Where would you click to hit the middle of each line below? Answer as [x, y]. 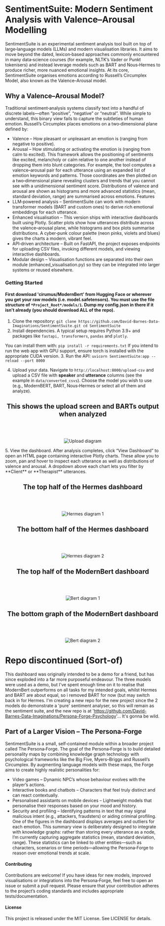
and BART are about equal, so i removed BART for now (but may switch [78, 695]
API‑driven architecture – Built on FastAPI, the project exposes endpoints [86, 244]
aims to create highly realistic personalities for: [52, 770]
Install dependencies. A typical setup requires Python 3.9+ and [76, 331]
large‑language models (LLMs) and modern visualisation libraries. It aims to [82, 49]
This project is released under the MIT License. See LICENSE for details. [78, 919]
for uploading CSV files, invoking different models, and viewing [76, 249]
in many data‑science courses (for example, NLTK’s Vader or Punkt [73, 59]
